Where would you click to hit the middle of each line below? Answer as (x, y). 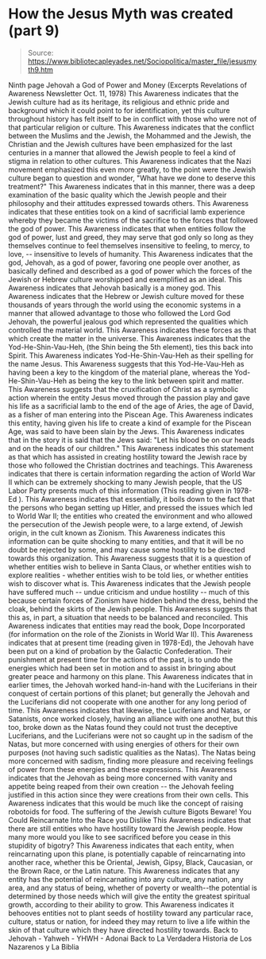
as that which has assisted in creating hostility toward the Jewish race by (128, 456)
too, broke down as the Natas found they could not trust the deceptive (123, 727)
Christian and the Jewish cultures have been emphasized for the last (120, 144)
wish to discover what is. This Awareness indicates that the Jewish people (130, 583)
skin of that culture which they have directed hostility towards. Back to (123, 930)
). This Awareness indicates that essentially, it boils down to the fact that (137, 499)
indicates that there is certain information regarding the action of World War (132, 473)
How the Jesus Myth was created (121, 14)
